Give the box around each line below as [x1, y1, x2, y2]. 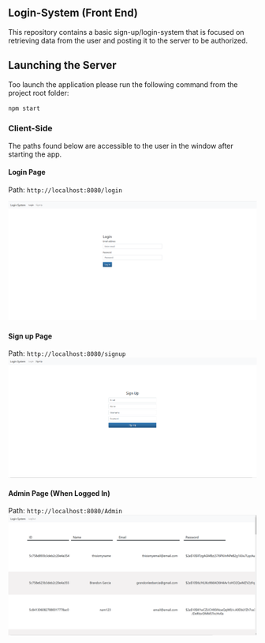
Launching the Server [8, 59, 117, 72]
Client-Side [8, 123, 53, 134]
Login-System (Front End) [8, 6, 138, 20]
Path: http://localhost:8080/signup [8, 349, 126, 358]
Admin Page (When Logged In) [8, 488, 110, 497]
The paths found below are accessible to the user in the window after [8, 141, 234, 150]
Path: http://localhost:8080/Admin [8, 506, 122, 516]
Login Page [8, 168, 46, 177]
